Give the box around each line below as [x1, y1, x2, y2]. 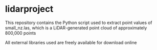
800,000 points [5, 30, 36, 36]
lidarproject [5, 3, 54, 15]
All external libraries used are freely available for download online [5, 39, 137, 45]
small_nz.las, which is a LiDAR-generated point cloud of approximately [5, 25, 147, 30]
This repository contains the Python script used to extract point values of [5, 20, 153, 25]
